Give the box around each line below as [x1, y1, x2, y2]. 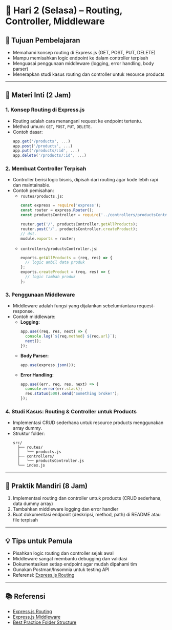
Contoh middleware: [12, 313, 56, 320]
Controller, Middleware [5, 15, 105, 27]
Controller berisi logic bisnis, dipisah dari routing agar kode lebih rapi [12, 177, 158, 183]
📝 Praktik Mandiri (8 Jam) [5, 481, 88, 490]
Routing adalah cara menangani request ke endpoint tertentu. [12, 118, 142, 124]
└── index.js [17, 463, 46, 468]
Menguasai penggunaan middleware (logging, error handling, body [12, 60, 155, 66]
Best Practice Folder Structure [12, 619, 77, 625]
